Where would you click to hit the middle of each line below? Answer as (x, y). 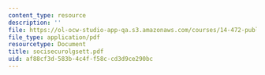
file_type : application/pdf (54, 37)
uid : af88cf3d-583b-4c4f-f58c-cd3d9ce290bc (81, 59)
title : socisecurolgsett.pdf (56, 52)
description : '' (35, 23)
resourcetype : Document (47, 45)
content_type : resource (47, 15)
